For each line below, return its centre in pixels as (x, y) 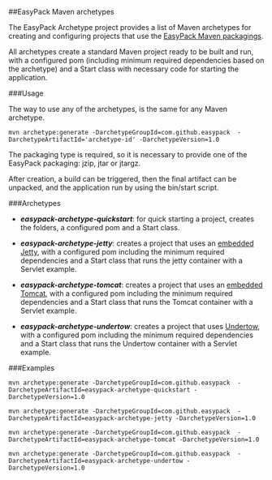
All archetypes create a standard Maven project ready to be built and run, (131, 51)
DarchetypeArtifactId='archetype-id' (72, 139)
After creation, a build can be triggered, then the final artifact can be (123, 179)
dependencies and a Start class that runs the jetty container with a (132, 260)
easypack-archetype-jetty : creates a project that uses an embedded (137, 243)
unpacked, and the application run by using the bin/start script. (114, 187)
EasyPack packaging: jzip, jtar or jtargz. (74, 163)
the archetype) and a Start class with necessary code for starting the (124, 69)
